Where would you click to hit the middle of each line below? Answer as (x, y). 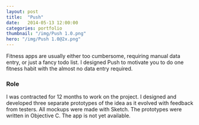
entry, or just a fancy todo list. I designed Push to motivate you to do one (95, 62)
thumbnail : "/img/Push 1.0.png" (46, 34)
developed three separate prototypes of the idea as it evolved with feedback (100, 103)
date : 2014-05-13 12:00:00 (42, 23)
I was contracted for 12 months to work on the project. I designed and (91, 97)
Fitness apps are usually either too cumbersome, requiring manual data (93, 56)
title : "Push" (25, 17)
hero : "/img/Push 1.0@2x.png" (44, 39)
